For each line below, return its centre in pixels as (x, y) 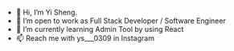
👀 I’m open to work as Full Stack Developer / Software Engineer (121, 21)
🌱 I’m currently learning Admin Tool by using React (100, 29)
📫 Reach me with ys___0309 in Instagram (85, 38)
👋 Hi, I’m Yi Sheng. (47, 12)
